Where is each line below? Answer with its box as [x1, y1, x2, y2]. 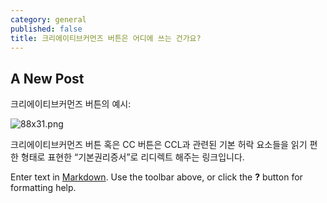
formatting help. [10, 182, 77, 194]
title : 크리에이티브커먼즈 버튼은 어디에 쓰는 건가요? [10, 33, 202, 43]
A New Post [10, 70, 85, 87]
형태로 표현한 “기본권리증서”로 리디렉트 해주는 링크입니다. [20, 151, 245, 163]
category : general [10, 14, 87, 25]
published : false [10, 24, 83, 34]
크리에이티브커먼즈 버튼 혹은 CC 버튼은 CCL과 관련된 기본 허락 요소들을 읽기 [10, 139, 308, 151]
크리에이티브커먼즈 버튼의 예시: [10, 98, 132, 110]
